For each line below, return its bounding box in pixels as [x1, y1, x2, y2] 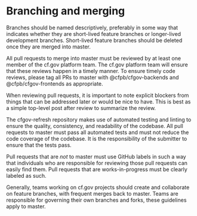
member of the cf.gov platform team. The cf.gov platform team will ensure [6, 61, 188, 68]
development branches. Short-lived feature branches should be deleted [6, 36, 183, 44]
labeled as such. [6, 172, 47, 179]
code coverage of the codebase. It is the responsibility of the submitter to [6, 135, 187, 142]
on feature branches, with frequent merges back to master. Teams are [6, 190, 178, 197]
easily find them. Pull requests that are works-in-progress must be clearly [6, 166, 188, 173]
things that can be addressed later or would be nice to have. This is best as [6, 98, 191, 105]
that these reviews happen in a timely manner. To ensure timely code [6, 67, 176, 74]
